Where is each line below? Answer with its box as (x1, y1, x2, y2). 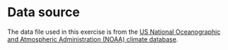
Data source (7, 4, 80, 20)
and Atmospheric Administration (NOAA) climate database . (7, 35, 179, 43)
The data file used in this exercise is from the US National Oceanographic (7, 27, 221, 36)
